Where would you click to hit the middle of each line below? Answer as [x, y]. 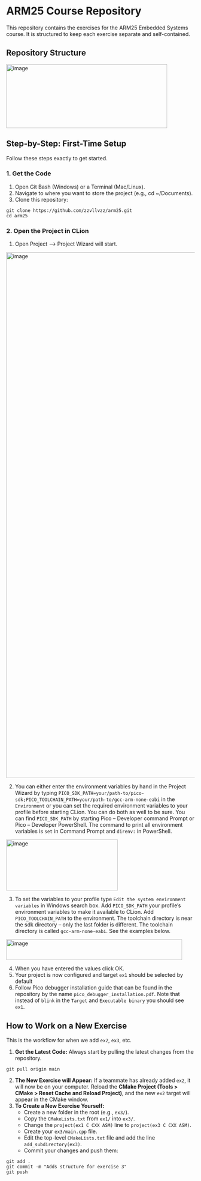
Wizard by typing [36, 793]
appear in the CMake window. [51, 1099]
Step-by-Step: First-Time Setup [66, 144]
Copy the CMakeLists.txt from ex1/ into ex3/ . [79, 1119]
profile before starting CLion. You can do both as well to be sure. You [100, 812]
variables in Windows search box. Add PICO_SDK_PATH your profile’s [98, 905]
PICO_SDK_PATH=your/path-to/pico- [101, 794]
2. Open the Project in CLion [48, 231]
